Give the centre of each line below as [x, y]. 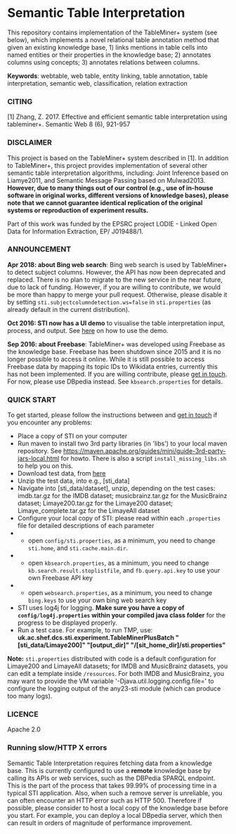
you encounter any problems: [50, 422]
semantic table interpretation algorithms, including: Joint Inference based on [118, 173]
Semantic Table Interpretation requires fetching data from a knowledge [110, 763]
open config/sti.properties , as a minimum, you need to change [122, 541]
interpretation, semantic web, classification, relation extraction [98, 83]
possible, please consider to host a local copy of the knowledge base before [118, 808]
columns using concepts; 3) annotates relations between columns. [104, 62]
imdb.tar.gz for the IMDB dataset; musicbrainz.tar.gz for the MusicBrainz [122, 496]
